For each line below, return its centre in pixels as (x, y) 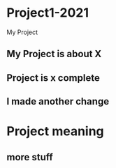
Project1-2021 (48, 13)
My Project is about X (54, 54)
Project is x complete (53, 78)
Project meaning (55, 131)
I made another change (58, 101)
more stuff (30, 157)
